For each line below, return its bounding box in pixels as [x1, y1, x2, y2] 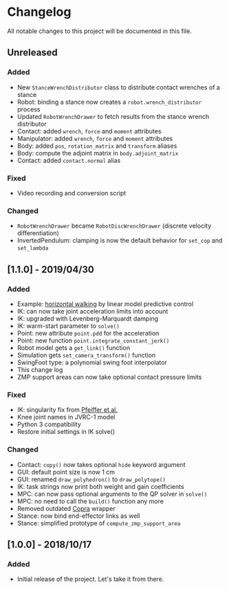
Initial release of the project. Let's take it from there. [17, 575, 164, 583]
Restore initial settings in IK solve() [17, 428, 116, 436]
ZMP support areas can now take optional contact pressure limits [17, 373, 202, 381]
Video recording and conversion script [17, 188, 127, 197]
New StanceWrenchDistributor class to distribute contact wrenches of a [17, 83, 220, 91]
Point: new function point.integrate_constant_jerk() [17, 336, 170, 345]
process [17, 105, 41, 113]
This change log [17, 365, 63, 373]
